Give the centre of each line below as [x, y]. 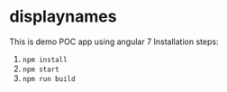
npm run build [49, 78]
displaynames [63, 17]
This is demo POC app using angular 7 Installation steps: [114, 41]
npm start [41, 69]
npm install [45, 60]
